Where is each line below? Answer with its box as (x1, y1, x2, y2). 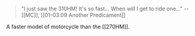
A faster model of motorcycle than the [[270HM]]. (6, 23, 130, 30)
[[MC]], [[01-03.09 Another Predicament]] (21, 11, 126, 19)
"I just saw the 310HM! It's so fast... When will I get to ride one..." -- (21, 5, 190, 12)
